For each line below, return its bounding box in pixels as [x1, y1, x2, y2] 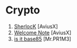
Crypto [5, 4, 40, 17]
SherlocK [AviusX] [13, 23, 58, 30]
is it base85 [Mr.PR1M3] [13, 35, 71, 42]
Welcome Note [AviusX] [13, 29, 72, 36]
